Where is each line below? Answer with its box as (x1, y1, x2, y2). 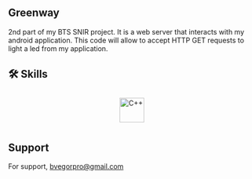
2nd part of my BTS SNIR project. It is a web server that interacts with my (8, 27, 245, 36)
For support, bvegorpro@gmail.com (8, 162, 124, 171)
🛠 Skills (8, 68, 49, 81)
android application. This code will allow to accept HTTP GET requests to (8, 35, 245, 45)
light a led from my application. (8, 43, 108, 53)
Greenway (8, 6, 60, 20)
